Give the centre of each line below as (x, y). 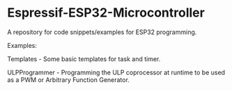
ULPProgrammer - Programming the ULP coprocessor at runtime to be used (116, 72)
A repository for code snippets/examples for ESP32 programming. (102, 32)
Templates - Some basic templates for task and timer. (84, 59)
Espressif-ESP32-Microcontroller (106, 13)
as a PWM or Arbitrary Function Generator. (69, 80)
